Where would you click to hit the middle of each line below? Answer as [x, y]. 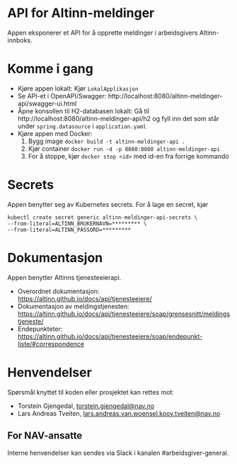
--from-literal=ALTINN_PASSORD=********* [69, 230]
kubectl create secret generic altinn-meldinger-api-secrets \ [103, 217]
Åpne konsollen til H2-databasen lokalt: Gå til [83, 111]
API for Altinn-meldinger [81, 13]
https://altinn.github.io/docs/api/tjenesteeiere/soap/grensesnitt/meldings [124, 314]
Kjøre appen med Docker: [55, 133]
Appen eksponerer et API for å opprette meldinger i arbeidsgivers [103, 33]
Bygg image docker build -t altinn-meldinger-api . [106, 141]
